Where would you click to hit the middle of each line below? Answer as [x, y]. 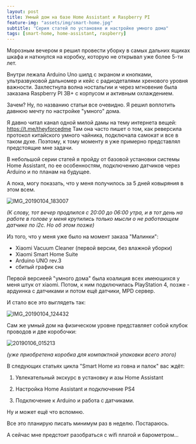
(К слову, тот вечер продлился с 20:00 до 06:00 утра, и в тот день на [95, 213]
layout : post [23, 12]
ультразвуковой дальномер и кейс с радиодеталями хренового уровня [97, 81]
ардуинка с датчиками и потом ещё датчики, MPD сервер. [81, 291]
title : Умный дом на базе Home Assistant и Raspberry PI [78, 17]
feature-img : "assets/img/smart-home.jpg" [60, 22]
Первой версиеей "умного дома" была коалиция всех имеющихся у [93, 278]
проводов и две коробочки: [42, 332]
